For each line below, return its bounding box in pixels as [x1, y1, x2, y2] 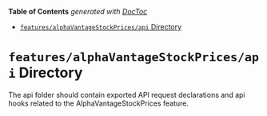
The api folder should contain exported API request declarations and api [8, 90, 245, 99]
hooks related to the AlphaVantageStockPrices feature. [8, 99, 189, 108]
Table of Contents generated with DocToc [8, 7, 148, 16]
